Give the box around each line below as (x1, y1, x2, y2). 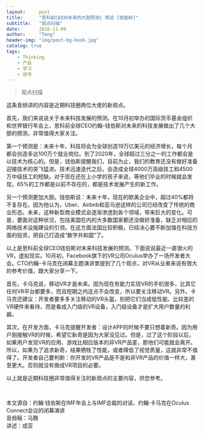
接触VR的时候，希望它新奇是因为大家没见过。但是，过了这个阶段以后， (16, 331, 194, 338)
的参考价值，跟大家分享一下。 (6, 267, 81, 274)
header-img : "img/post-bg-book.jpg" (6, 37, 99, 43)
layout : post (6, 9, 50, 15)
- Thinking (17, 54, 45, 60)
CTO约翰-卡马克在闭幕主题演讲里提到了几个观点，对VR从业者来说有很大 (16, 260, 197, 267)
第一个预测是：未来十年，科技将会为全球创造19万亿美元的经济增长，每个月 (6, 142, 193, 150)
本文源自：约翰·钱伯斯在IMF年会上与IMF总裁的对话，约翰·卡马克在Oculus (6, 399, 189, 406)
